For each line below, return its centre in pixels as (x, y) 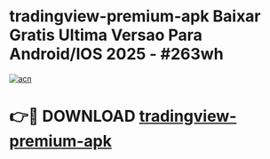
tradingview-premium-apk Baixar (135, 16)
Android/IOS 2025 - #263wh (116, 54)
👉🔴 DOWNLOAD (72, 116)
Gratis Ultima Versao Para (106, 35)
